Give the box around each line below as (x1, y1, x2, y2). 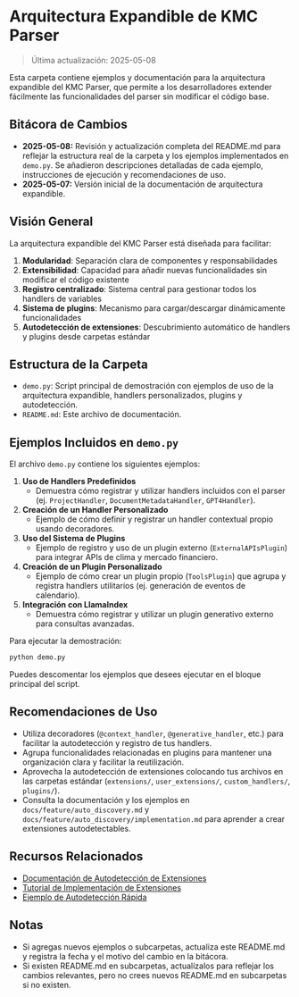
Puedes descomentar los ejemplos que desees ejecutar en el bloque (9, 669, 262, 680)
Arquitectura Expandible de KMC (9, 6, 259, 27)
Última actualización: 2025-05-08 (30, 54, 156, 65)
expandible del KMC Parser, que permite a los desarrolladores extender (9, 81, 272, 92)
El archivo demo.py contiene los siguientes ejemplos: (9, 458, 201, 470)
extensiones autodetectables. (21, 823, 131, 834)
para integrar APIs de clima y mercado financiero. (35, 552, 219, 563)
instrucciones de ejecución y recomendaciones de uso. (21, 169, 227, 180)
